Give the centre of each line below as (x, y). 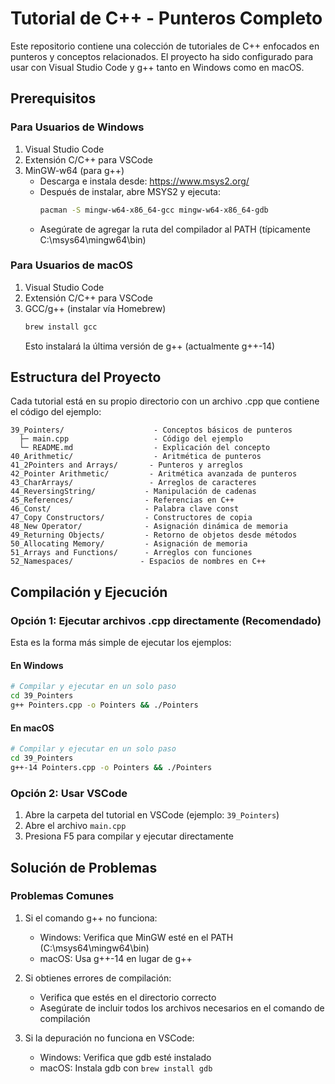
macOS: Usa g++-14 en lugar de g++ (116, 958)
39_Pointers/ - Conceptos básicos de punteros (151, 430)
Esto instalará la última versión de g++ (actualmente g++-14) (150, 346)
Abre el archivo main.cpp (75, 826)
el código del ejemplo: (56, 412)
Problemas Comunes (62, 896)
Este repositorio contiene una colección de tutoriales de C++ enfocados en (165, 46)
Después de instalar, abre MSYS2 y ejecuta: (130, 191)
